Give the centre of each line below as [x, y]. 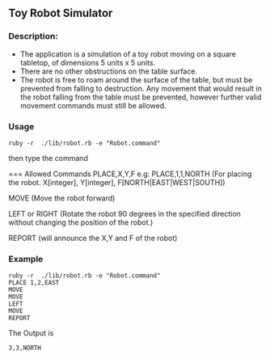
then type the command [49, 158]
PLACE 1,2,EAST [34, 283]
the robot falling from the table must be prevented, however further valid [141, 97]
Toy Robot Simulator [61, 13]
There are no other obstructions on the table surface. [109, 71]
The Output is [31, 333]
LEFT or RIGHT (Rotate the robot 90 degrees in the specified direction [124, 213]
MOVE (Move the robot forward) [62, 198]
